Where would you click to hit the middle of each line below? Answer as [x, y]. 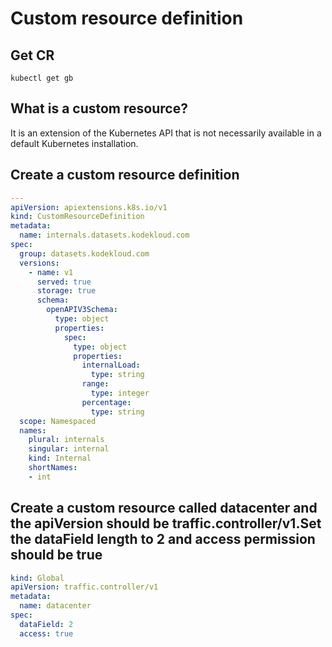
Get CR [32, 55]
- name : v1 [51, 272]
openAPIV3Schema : [82, 310]
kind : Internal [60, 458]
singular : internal [69, 449]
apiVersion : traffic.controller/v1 [84, 587]
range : [95, 384]
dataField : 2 [46, 624]
